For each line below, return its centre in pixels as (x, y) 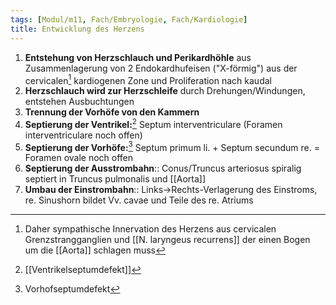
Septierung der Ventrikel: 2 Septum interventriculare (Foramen (153, 123)
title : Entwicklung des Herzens (77, 29)
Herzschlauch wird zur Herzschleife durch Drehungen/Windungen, (165, 91)
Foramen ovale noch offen (79, 158)
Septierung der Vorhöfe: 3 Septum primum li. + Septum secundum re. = (172, 146)
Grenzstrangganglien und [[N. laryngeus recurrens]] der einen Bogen (167, 240)
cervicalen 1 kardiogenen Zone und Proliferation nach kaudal (148, 79)
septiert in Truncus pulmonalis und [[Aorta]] (115, 179)
